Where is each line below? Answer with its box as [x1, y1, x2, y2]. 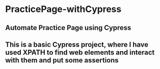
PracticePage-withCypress [5, 3, 122, 15]
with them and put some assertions [5, 56, 119, 64]
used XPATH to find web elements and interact [5, 48, 155, 56]
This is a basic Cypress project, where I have [5, 40, 149, 48]
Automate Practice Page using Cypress [5, 23, 131, 32]
